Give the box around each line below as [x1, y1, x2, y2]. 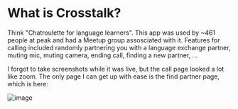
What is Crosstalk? [7, 5, 121, 21]
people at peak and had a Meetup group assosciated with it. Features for [7, 35, 220, 44]
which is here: [7, 79, 48, 88]
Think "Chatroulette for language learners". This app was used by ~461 [7, 28, 215, 37]
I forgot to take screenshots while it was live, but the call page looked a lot [7, 64, 225, 73]
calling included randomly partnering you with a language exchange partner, [7, 43, 231, 52]
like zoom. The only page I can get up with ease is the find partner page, [7, 72, 220, 81]
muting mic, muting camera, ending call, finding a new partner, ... [7, 51, 198, 59]
